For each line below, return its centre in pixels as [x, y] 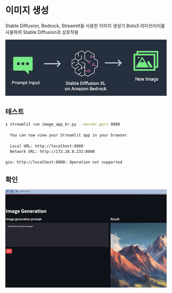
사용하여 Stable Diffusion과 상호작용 [42, 32]
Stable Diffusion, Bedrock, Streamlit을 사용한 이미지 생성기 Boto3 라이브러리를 [85, 26]
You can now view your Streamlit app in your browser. [70, 135]
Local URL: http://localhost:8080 [47, 146]
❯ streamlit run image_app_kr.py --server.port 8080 [63, 124]
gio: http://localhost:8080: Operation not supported [64, 162]
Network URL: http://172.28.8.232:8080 [52, 151]
